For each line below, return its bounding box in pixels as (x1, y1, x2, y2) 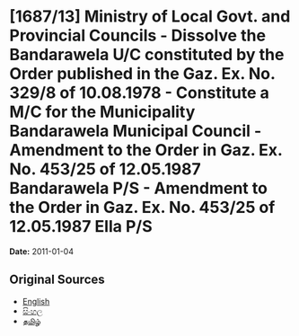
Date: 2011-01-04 (9, 245, 75, 257)
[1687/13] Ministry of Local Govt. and (9, 6, 291, 27)
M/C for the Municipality (9, 102, 196, 122)
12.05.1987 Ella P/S (9, 217, 153, 237)
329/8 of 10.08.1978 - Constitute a (9, 83, 269, 103)
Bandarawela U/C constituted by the (9, 45, 285, 65)
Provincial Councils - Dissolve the (9, 25, 267, 46)
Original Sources (9, 272, 105, 287)
